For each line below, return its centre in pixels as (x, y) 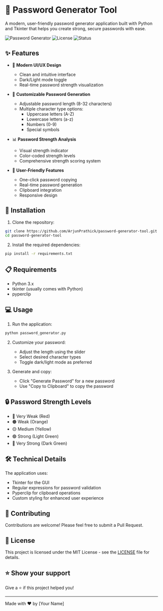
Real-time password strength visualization (61, 85)
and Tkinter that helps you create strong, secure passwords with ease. (76, 28)
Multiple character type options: (51, 108)
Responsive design (38, 195)
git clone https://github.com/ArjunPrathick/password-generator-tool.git (81, 231)
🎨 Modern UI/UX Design (37, 65)
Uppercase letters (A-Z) (50, 114)
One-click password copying (48, 180)
